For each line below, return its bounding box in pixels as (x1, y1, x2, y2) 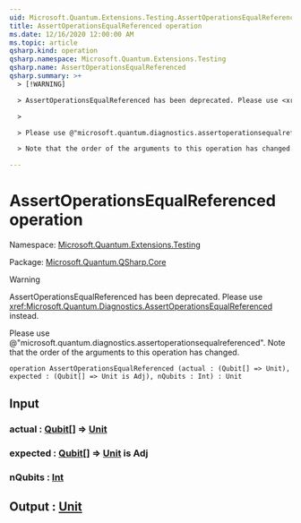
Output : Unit (9, 499, 82, 514)
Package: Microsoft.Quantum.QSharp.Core (9, 257, 167, 268)
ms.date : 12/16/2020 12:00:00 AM (9, 30, 134, 39)
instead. (9, 311, 39, 322)
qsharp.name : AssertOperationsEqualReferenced (9, 64, 186, 73)
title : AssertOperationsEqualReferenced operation (9, 21, 202, 30)
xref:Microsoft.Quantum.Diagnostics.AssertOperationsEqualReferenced (9, 301, 273, 312)
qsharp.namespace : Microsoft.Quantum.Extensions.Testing (9, 55, 227, 64)
